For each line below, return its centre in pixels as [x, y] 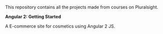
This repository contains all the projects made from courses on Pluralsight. [82, 7]
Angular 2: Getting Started [33, 17]
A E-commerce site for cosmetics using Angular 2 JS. [60, 26]
